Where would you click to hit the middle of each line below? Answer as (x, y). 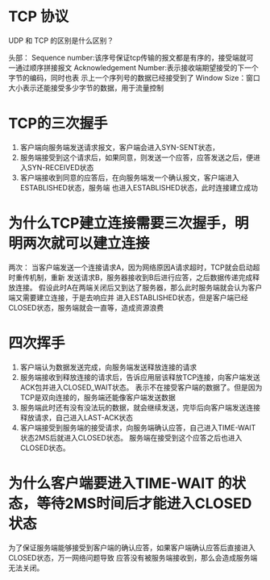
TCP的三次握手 (58, 124)
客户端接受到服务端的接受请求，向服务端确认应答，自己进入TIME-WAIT (138, 428)
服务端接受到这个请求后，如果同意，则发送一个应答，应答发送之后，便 (137, 157)
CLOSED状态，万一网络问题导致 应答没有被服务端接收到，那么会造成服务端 (133, 557)
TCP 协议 (39, 17)
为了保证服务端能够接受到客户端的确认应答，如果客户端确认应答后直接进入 (132, 547)
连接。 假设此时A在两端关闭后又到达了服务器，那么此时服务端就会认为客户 (139, 287)
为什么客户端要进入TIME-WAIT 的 (120, 483)
